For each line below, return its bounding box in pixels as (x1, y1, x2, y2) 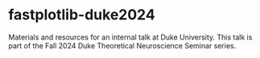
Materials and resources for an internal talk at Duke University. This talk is (8, 32, 253, 42)
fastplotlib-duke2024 (8, 6, 155, 24)
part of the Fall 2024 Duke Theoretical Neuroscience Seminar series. (8, 40, 237, 50)
